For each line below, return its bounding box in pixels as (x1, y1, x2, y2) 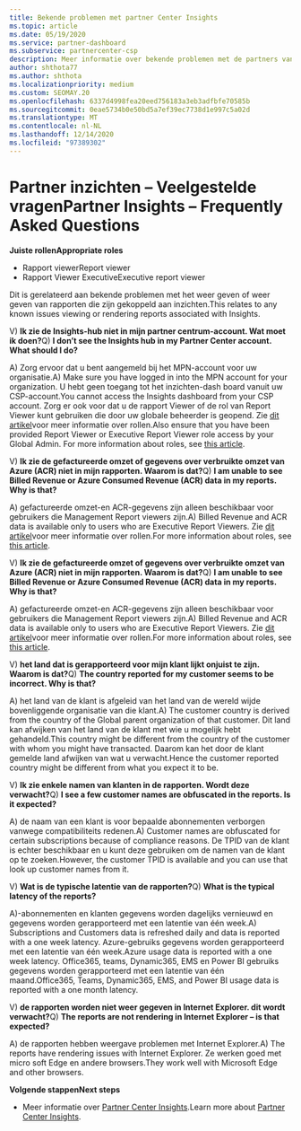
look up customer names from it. (9, 864, 130, 874)
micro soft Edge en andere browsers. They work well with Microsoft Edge (9, 1056, 278, 1068)
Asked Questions (9, 215, 141, 235)
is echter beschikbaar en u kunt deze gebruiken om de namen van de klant (9, 845, 285, 855)
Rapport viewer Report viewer (21, 262, 131, 273)
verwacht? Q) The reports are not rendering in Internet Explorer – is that (9, 1011, 279, 1021)
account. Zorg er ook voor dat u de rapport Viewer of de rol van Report (9, 400, 271, 411)
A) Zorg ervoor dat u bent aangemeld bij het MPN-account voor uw (9, 362, 257, 373)
